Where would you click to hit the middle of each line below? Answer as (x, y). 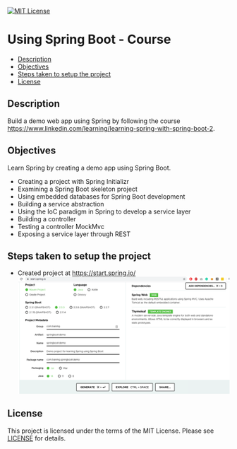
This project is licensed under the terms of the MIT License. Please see (111, 431)
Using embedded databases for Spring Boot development (101, 196)
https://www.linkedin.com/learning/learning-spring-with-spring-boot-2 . (111, 128)
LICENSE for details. (37, 438)
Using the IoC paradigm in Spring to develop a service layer (104, 211)
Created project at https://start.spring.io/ (77, 273)
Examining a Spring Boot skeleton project (77, 189)
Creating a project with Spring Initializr (73, 181)
